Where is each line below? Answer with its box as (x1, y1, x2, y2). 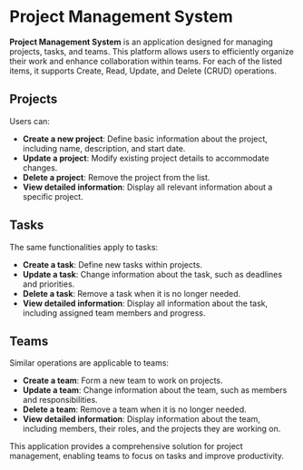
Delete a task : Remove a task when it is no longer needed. (22, 288, 241, 299)
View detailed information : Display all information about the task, (22, 298, 269, 308)
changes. (22, 162, 58, 173)
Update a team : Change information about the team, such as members (22, 385, 288, 396)
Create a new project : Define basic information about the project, (22, 133, 268, 144)
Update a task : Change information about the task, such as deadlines (22, 269, 283, 279)
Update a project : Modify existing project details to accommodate (22, 152, 269, 163)
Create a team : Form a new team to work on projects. (22, 375, 224, 387)
